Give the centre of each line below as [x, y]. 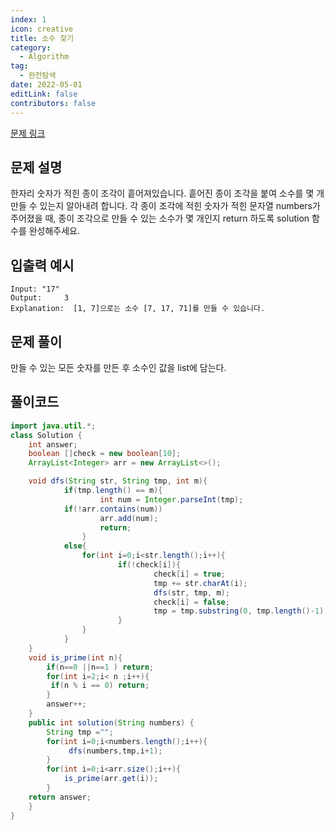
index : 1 [28, 19]
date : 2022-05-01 [46, 85]
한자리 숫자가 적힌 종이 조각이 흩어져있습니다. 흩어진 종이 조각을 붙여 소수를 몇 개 [167, 193]
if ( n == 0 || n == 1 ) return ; [100, 667]
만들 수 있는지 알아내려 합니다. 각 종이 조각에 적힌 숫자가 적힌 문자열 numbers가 [165, 206]
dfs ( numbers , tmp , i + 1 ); [115, 751]
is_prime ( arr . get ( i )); [111, 779]
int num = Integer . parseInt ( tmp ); [171, 499]
